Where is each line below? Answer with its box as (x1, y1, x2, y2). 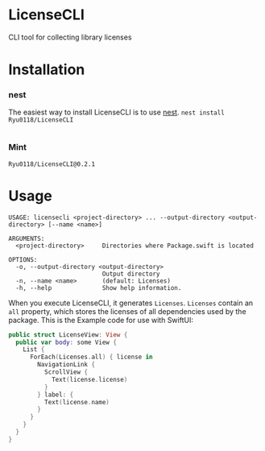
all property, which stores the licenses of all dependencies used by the (8, 306, 247, 316)
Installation (8, 60, 85, 79)
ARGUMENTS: (8, 234, 45, 242)
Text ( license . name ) (43, 398, 110, 406)
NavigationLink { (37, 361, 95, 369)
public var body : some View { (15, 338, 117, 346)
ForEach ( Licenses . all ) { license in (29, 353, 153, 362)
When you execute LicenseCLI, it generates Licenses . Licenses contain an (8, 298, 254, 308)
